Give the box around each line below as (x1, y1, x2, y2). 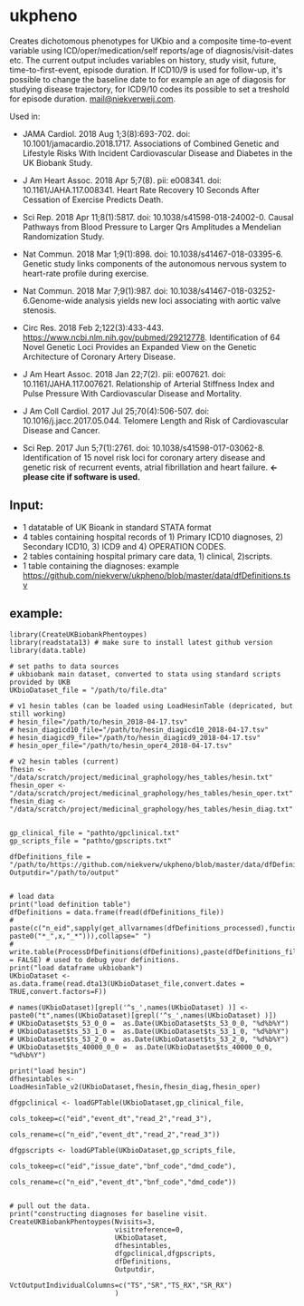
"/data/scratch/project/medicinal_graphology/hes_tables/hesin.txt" (9, 773, 273, 782)
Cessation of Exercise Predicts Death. (22, 194, 164, 205)
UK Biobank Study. (22, 157, 93, 168)
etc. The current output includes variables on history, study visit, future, (9, 54, 277, 65)
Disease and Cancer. (22, 424, 100, 435)
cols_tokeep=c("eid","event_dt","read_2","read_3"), (9, 1114, 213, 1123)
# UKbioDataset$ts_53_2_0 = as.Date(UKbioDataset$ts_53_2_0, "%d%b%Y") (9, 1035, 290, 1044)
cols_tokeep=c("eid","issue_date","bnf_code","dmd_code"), (9, 1162, 237, 1171)
